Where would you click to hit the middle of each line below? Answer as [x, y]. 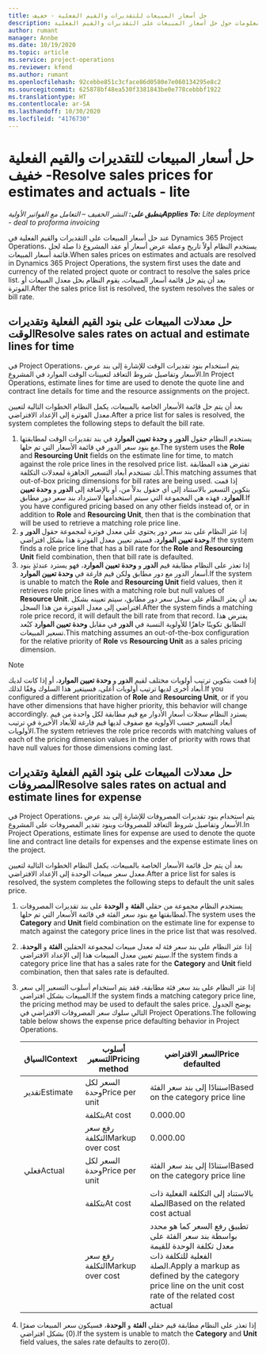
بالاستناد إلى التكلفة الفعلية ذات [202, 1194]
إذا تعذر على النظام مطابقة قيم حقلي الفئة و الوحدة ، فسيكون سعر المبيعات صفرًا [138, 1325]
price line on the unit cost [197, 1286]
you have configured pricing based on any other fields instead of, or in [134, 506]
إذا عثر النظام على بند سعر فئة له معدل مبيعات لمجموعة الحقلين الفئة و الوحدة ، [135, 947]
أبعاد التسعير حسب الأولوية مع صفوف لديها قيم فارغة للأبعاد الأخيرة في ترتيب [120, 722]
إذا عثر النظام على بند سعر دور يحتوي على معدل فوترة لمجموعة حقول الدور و [133, 531]
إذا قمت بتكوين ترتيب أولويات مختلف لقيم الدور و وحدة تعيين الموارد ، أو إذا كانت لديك [132, 680]
